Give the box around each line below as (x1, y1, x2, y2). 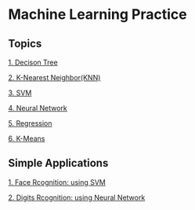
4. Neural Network (8, 104, 68, 112)
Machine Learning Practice (8, 6, 187, 24)
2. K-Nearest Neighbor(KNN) (8, 73, 101, 82)
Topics (8, 37, 42, 50)
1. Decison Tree (8, 57, 58, 67)
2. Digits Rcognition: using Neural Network (8, 193, 146, 202)
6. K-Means (8, 134, 45, 143)
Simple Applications (8, 157, 109, 170)
